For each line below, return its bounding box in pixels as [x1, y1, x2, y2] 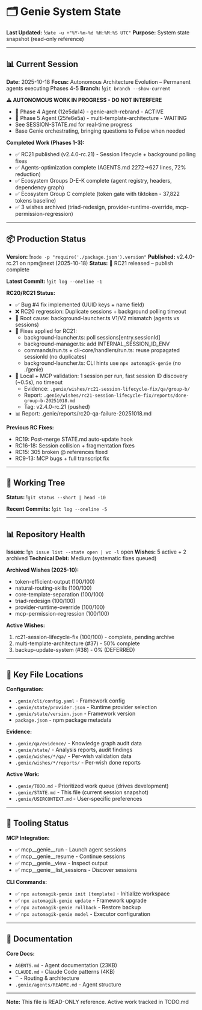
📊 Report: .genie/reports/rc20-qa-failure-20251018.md [14, 409, 152, 417]
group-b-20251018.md [23, 397, 76, 404]
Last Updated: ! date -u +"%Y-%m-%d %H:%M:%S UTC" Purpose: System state [6, 28, 190, 36]
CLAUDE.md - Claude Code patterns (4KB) [14, 968, 115, 975]
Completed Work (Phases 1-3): [6, 139, 85, 146]
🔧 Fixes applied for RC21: [14, 327, 77, 335]
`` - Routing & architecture [14, 974, 79, 982]
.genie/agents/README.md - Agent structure [14, 980, 121, 988]
